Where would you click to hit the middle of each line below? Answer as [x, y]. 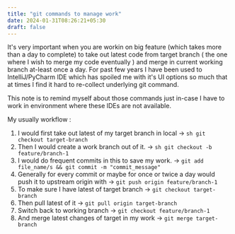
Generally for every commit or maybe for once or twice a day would [116, 175]
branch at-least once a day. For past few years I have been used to [105, 70]
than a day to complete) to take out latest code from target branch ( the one [117, 54]
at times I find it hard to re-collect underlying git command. [93, 85]
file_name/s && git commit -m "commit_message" [89, 168]
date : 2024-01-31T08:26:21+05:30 [57, 21]
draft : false [27, 27]
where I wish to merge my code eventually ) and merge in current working [115, 62]
